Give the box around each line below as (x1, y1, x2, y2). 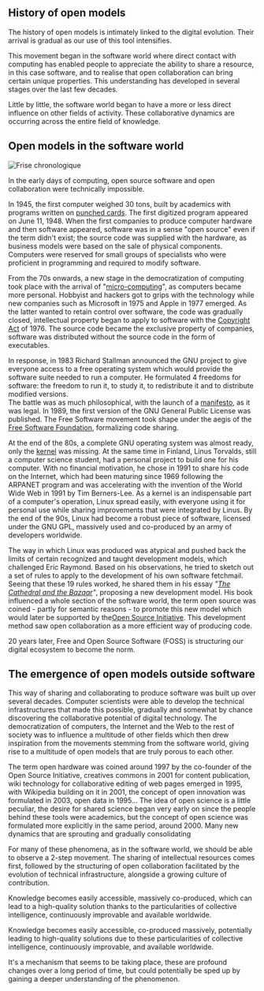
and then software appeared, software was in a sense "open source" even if (8, 224, 256, 234)
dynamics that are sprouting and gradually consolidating (8, 829, 191, 839)
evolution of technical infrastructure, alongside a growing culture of (8, 869, 227, 879)
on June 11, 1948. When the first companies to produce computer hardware (8, 216, 253, 226)
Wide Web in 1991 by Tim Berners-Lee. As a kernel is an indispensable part (8, 488, 252, 498)
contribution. (8, 878, 50, 888)
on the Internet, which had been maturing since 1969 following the (8, 471, 223, 481)
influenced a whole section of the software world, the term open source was (8, 596, 256, 605)
